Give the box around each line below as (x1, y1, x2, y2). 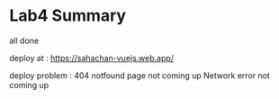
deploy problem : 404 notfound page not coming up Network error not (9, 69, 270, 81)
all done (9, 35, 39, 46)
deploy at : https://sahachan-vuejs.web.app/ (9, 52, 174, 63)
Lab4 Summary (9, 5, 127, 26)
